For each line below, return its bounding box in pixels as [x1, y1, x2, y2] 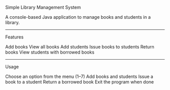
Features [5, 34, 24, 40]
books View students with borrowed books [5, 49, 95, 55]
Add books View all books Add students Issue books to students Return [5, 44, 154, 50]
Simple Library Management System [5, 5, 81, 10]
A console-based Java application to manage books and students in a [5, 14, 151, 20]
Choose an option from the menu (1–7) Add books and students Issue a [5, 73, 153, 79]
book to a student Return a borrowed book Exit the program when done [5, 79, 154, 85]
